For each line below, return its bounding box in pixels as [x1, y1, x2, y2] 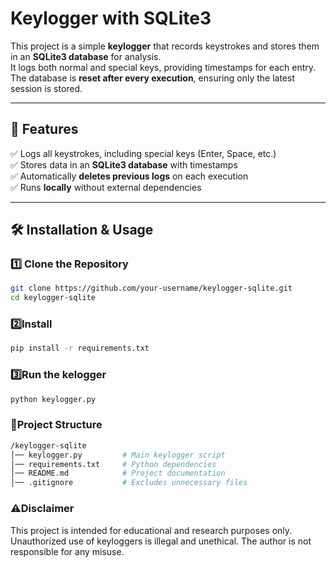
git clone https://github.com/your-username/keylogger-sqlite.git [10, 283, 293, 294]
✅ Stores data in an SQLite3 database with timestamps [10, 158, 238, 171]
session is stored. [10, 82, 83, 94]
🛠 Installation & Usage [10, 222, 154, 239]
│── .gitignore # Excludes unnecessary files [10, 478, 248, 488]
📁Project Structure [10, 418, 103, 432]
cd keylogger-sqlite [10, 293, 97, 303]
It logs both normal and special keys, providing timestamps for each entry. [10, 61, 317, 73]
